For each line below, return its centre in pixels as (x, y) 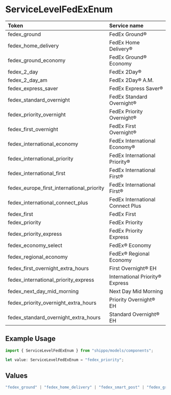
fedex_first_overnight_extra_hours (48, 268)
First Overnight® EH (133, 268)
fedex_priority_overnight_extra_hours (52, 303)
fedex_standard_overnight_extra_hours (54, 317)
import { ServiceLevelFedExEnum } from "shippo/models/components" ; (79, 351)
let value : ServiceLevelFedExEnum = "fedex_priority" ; (65, 360)
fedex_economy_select (35, 245)
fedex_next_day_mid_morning (43, 291)
